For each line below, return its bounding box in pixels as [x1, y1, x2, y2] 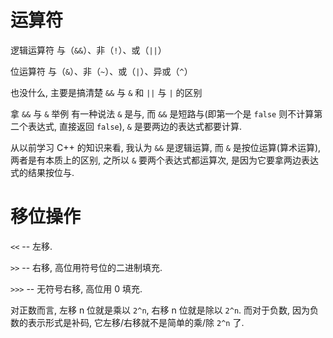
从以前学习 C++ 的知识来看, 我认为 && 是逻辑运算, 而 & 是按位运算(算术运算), [10, 141, 322, 153]
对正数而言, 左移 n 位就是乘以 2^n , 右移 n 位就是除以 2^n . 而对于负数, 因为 [10, 304, 311, 316]
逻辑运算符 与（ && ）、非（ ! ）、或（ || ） [10, 44, 167, 56]
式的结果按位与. [10, 166, 75, 178]
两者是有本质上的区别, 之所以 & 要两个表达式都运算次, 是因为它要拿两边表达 [10, 154, 320, 166]
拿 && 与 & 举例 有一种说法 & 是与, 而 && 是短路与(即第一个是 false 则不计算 [10, 107, 315, 120]
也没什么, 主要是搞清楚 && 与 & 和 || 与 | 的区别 [10, 86, 203, 98]
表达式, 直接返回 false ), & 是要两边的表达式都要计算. [27, 120, 242, 132]
